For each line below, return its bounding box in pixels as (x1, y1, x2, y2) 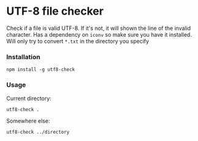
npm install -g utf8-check (6, 67, 75, 73)
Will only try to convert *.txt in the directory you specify (6, 37, 150, 45)
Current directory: (6, 95, 52, 102)
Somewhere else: (6, 117, 50, 125)
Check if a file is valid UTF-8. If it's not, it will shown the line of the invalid (6, 24, 191, 32)
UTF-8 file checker (6, 4, 104, 18)
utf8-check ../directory (6, 129, 70, 135)
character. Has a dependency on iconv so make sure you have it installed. (6, 31, 193, 38)
